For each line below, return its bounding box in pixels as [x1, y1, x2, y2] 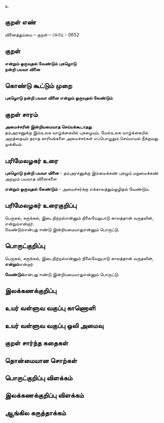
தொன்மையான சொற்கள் [5, 356, 78, 365]
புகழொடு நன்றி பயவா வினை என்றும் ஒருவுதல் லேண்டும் [5, 95, 113, 101]
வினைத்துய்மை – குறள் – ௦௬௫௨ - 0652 [5, 31, 80, 37]
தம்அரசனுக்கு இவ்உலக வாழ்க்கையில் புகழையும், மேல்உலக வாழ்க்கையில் [5, 129, 149, 136]
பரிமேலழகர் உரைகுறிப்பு [5, 201, 77, 210]
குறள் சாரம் [5, 110, 38, 119]
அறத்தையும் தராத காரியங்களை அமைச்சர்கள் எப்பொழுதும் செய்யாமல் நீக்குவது [5, 136, 158, 142]
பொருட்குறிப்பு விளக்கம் [5, 374, 73, 382]
